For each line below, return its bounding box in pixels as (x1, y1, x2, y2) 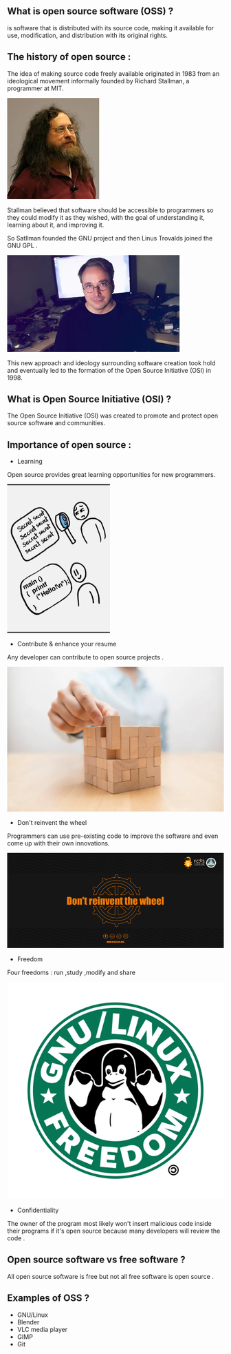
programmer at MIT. (7, 84, 64, 92)
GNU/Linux (16, 1311, 48, 1319)
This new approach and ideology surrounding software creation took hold (7, 358, 216, 367)
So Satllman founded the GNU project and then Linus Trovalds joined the (7, 234, 213, 242)
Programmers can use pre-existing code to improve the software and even (7, 832, 219, 840)
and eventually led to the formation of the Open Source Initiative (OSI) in (7, 366, 212, 374)
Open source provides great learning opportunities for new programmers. (7, 471, 216, 479)
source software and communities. (7, 419, 105, 427)
